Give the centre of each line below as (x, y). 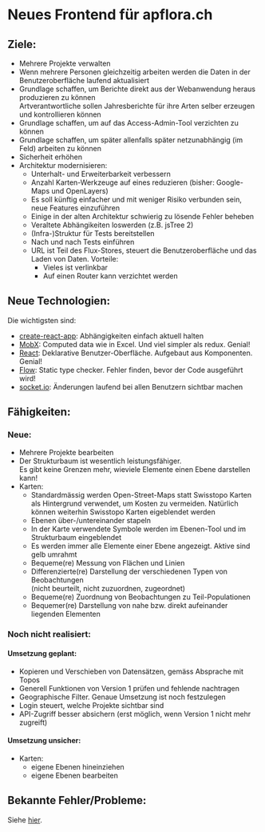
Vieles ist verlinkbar (75, 267)
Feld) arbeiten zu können (60, 148)
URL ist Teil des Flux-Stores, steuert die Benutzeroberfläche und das (144, 250)
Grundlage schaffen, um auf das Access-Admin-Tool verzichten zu (129, 123)
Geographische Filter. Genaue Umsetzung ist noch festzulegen (123, 697)
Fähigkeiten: (39, 412)
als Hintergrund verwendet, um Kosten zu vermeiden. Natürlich (134, 503)
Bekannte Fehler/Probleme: (77, 800)
